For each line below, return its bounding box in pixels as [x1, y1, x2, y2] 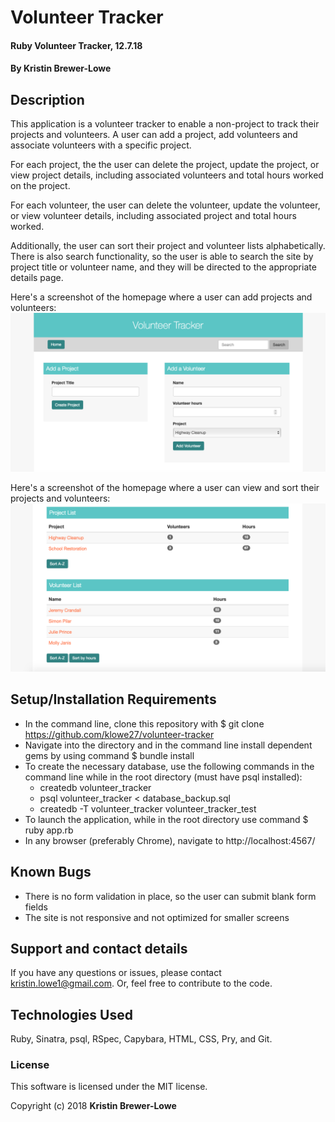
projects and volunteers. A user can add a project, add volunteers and [10, 129, 298, 141]
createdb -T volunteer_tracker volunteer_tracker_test [39, 802, 257, 815]
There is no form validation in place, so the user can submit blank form [24, 890, 317, 902]
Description [10, 91, 85, 108]
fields [24, 901, 48, 913]
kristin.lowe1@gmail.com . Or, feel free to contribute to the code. [10, 977, 273, 990]
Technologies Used [10, 1006, 133, 1023]
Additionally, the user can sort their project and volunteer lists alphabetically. [10, 240, 326, 252]
